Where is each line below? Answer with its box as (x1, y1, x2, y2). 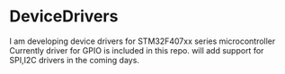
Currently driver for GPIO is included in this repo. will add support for (9, 45, 264, 55)
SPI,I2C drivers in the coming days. (9, 54, 139, 65)
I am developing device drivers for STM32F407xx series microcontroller (9, 36, 276, 46)
